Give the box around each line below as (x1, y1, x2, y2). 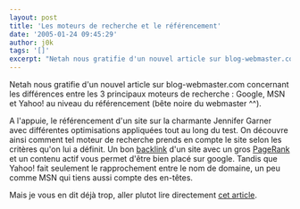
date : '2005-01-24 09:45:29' (9, 29, 118, 38)
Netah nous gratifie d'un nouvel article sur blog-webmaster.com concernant (9, 79, 289, 89)
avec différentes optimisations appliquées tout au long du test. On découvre (9, 125, 288, 135)
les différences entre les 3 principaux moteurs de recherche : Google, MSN (9, 88, 286, 99)
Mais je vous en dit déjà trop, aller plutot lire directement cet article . (9, 189, 257, 200)
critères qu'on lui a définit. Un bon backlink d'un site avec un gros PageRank (9, 144, 290, 155)
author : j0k (9, 38, 54, 47)
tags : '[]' (9, 46, 50, 55)
